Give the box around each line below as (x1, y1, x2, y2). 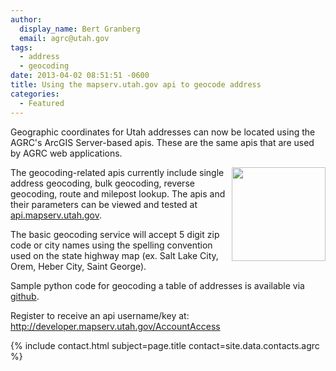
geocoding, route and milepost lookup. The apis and (10, 187, 226, 200)
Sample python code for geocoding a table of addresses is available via (10, 279, 305, 291)
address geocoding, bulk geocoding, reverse (10, 177, 195, 189)
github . (10, 290, 40, 302)
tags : (10, 42, 33, 53)
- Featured (19, 98, 65, 108)
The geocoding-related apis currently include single (10, 166, 225, 178)
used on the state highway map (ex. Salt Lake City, (10, 249, 219, 261)
